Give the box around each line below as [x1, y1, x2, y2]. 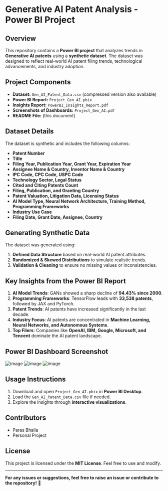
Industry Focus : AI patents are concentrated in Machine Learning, [12, 317, 150, 323]
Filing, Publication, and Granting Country [12, 187, 99, 194]
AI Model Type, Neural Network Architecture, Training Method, [12, 198, 146, 204]
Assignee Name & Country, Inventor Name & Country [12, 166, 125, 172]
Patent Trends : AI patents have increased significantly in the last [12, 306, 146, 312]
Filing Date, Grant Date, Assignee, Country [12, 214, 103, 220]
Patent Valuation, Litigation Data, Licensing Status [12, 193, 119, 199]
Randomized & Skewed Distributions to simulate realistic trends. [12, 257, 146, 263]
